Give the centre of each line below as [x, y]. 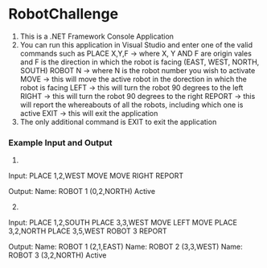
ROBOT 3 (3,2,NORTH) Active [58, 255]
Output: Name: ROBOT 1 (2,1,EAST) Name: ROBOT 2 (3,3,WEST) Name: [125, 247]
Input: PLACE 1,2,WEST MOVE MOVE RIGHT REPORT [96, 176]
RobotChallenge [64, 14]
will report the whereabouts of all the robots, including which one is [131, 105]
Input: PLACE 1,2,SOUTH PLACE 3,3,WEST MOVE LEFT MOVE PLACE [123, 223]
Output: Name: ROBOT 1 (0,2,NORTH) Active [82, 192]
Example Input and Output [60, 142]
